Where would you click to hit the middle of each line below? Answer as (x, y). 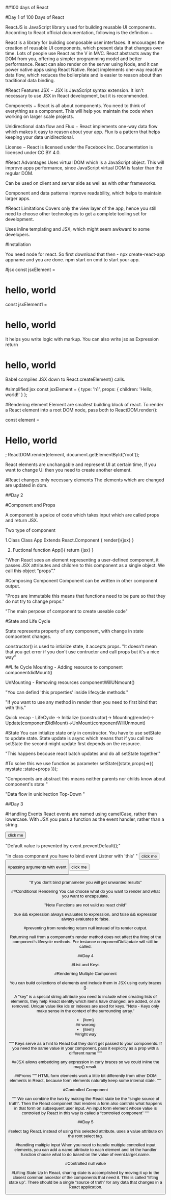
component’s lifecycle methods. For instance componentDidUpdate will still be (85, 942)
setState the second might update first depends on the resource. (73, 743)
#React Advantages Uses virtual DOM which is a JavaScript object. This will (85, 162)
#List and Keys (85, 965)
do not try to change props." (35, 601)
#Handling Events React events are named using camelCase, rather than (81, 814)
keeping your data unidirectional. (40, 137)
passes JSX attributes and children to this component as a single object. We (85, 565)
